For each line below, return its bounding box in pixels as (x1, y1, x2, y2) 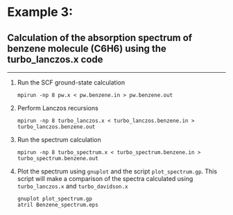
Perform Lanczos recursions (17, 104, 98, 112)
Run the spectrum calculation (17, 136, 102, 144)
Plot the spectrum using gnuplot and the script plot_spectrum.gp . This (17, 167, 217, 175)
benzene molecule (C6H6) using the (7, 42, 166, 54)
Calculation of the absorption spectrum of (7, 32, 193, 44)
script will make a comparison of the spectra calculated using (17, 175, 193, 182)
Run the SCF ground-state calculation (17, 78, 126, 87)
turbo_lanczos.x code (7, 53, 103, 65)
